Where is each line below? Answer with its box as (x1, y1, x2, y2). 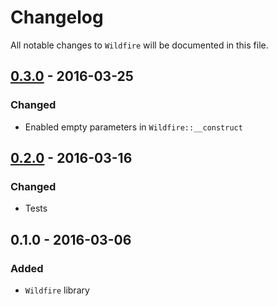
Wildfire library (24, 284, 90, 296)
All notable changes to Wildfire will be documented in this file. (10, 39, 269, 51)
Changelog (10, 6, 104, 29)
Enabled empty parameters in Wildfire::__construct (24, 121, 243, 133)
